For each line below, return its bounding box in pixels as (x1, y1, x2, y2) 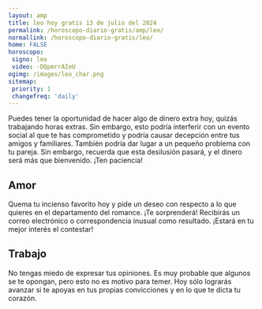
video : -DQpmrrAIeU (11, 63, 77, 71)
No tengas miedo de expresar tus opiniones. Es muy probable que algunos (8, 268, 251, 277)
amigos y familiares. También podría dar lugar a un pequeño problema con (8, 139, 251, 148)
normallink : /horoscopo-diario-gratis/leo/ (8, 33, 154, 42)
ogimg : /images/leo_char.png (8, 70, 104, 78)
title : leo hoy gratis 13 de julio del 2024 (8, 19, 157, 27)
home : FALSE (8, 41, 47, 49)
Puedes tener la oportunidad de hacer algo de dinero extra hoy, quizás (8, 114, 238, 123)
